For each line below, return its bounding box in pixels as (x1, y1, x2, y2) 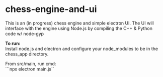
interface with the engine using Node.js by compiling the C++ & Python (5, 25, 152, 31)
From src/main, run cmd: (5, 60, 56, 66)
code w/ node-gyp (5, 30, 44, 36)
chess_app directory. (5, 51, 49, 57)
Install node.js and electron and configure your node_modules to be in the (5, 45, 158, 51)
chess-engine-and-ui (5, 3, 97, 15)
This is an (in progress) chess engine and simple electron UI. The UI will (5, 20, 154, 26)
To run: (5, 40, 21, 46)
